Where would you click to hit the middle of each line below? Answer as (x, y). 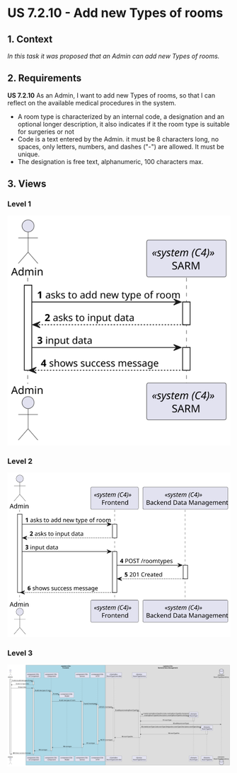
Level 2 (20, 461)
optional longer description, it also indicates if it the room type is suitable (123, 124)
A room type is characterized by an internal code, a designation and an (121, 116)
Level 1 (19, 204)
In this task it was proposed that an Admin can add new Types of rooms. (114, 56)
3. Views (27, 184)
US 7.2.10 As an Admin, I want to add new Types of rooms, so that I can (111, 95)
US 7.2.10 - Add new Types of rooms (115, 13)
